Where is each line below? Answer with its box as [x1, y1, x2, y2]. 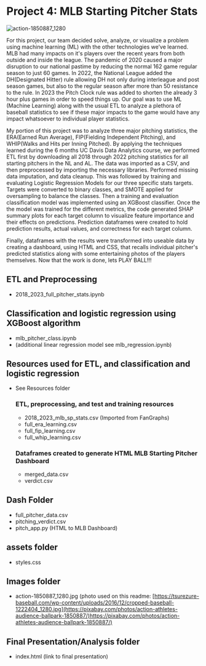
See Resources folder [15, 384, 71, 392]
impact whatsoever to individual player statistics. [6, 115, 130, 122]
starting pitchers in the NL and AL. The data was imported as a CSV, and [6, 159, 190, 167]
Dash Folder [6, 495, 53, 505]
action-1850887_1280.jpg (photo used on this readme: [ [15, 592, 155, 600]
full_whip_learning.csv [24, 434, 81, 441]
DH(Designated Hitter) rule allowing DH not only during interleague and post [6, 76, 200, 83]
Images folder [6, 576, 61, 587]
